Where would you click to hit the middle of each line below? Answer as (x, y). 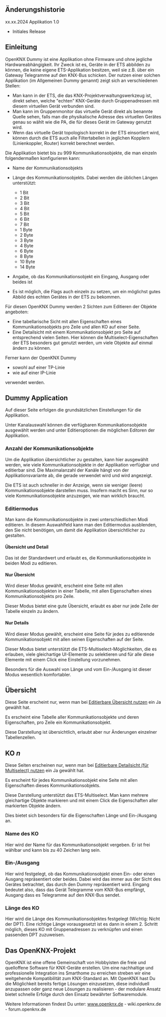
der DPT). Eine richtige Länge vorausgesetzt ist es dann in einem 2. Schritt (82, 924)
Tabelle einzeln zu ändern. (32, 611)
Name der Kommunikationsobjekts (47, 168)
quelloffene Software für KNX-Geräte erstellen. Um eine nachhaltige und (79, 968)
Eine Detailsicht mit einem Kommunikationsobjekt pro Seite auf (76, 332)
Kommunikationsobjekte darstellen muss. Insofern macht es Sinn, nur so (79, 490)
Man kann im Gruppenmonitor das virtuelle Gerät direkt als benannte (83, 111)
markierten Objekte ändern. (33, 806)
